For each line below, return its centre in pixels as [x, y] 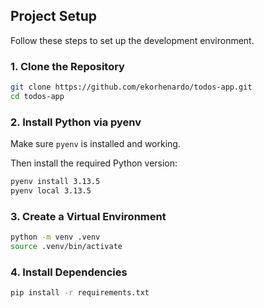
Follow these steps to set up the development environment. [132, 40]
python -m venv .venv [55, 237]
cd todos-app [37, 96]
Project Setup [54, 16]
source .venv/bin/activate [66, 247]
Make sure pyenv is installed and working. [95, 144]
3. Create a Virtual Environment [88, 216]
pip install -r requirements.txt [80, 293]
